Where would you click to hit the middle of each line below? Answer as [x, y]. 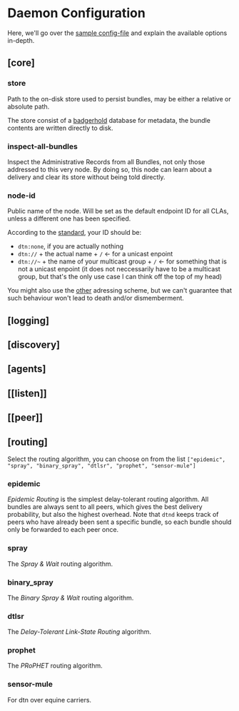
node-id [21, 196]
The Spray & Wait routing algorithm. [60, 564]
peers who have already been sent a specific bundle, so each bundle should [119, 522]
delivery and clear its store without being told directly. [86, 177]
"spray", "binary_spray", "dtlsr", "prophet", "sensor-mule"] [102, 465]
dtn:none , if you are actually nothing [70, 246]
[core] [21, 63]
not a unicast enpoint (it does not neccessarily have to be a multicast [119, 269]
